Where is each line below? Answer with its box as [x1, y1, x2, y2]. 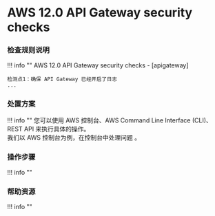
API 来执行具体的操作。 [23, 125, 90, 133]
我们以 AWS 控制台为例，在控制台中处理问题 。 [7, 133, 141, 142]
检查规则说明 [7, 45, 50, 55]
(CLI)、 [192, 116, 212, 125]
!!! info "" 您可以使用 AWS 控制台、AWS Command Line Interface [7, 116, 191, 125]
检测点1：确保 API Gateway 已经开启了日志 [7, 76, 117, 83]
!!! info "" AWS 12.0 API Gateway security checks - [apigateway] [7, 61, 189, 69]
